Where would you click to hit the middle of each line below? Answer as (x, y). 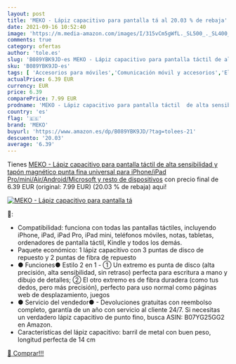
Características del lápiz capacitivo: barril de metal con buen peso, (114, 332)
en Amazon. (35, 325)
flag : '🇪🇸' (25, 118)
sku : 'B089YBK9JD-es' (39, 66)
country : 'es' (28, 112)
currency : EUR (28, 86)
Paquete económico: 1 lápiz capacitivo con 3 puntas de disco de (110, 250)
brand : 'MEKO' (28, 125)
